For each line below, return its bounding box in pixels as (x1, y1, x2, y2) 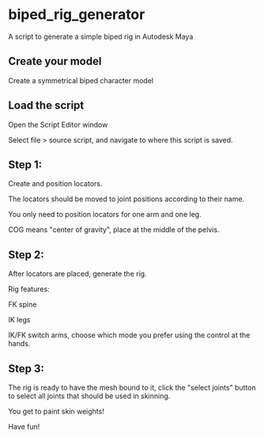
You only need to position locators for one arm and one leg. (8, 210, 202, 219)
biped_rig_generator (8, 6, 145, 24)
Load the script (8, 99, 85, 112)
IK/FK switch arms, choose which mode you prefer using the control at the (8, 330, 251, 340)
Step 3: (8, 362, 45, 375)
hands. (8, 339, 31, 348)
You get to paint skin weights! (8, 406, 104, 416)
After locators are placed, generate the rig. (8, 269, 148, 279)
